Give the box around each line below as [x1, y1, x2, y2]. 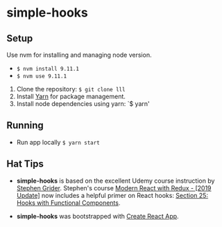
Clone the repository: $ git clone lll [16, 85, 126, 93]
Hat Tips [6, 158, 44, 170]
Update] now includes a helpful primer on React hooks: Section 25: [16, 191, 209, 199]
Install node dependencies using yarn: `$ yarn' [16, 100, 150, 108]
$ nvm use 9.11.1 [16, 73, 67, 80]
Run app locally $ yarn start [16, 138, 100, 146]
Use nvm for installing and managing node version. [6, 51, 152, 59]
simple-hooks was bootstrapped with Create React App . [16, 212, 179, 220]
